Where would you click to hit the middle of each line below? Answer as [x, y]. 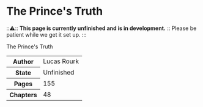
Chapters [23, 95]
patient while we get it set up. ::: [46, 34]
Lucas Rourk [61, 61]
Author [23, 61]
